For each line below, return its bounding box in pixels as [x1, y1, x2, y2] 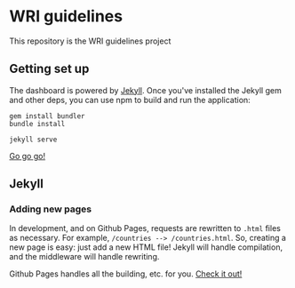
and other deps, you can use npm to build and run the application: [9, 94, 251, 105]
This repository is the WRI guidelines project [9, 36, 171, 46]
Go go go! [9, 150, 46, 161]
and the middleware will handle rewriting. [9, 252, 160, 262]
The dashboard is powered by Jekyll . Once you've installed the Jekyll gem [9, 84, 282, 95]
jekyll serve [9, 135, 58, 144]
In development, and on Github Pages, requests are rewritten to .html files [9, 223, 282, 234]
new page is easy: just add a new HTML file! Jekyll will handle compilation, [9, 242, 283, 252]
